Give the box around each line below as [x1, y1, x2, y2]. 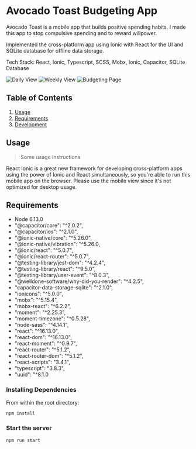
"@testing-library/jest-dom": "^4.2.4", [14, 259, 105, 267]
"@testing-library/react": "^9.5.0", [14, 265, 96, 272]
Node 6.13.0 [14, 216, 43, 223]
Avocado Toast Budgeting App [6, 4, 158, 18]
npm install [6, 410, 35, 416]
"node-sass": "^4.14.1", [14, 322, 69, 329]
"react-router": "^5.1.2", [14, 346, 71, 353]
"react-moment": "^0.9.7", [14, 340, 77, 347]
